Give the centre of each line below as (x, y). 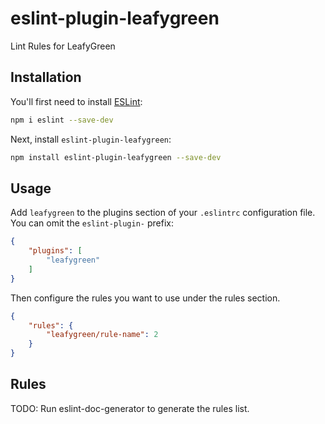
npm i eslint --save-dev (62, 120)
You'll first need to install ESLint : (76, 101)
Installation (46, 77)
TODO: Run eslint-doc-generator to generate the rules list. (130, 408)
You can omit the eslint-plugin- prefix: (92, 223)
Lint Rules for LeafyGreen (63, 46)
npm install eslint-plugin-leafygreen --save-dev (116, 157)
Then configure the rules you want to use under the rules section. (145, 298)
